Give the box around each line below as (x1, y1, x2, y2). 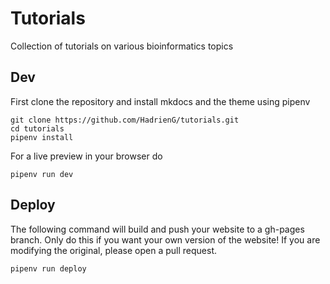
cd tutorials (10, 123, 65, 134)
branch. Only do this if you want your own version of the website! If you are (10, 233, 321, 246)
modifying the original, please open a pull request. (10, 244, 218, 256)
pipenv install (10, 132, 74, 142)
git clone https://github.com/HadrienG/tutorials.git (10, 115, 240, 125)
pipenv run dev (10, 169, 74, 179)
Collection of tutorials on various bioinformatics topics (10, 40, 234, 52)
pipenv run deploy (10, 263, 87, 274)
